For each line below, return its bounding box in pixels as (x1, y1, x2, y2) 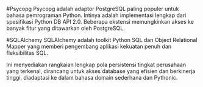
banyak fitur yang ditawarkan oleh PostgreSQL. (6, 24, 125, 32)
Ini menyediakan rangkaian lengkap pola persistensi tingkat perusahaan (6, 61, 187, 68)
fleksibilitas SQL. (6, 49, 49, 57)
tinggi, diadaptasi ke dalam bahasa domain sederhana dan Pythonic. (6, 74, 178, 81)
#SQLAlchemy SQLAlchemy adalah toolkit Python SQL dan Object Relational (6, 37, 198, 43)
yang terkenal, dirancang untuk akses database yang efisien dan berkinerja (6, 68, 196, 75)
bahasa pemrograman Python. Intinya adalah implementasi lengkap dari (6, 12, 187, 19)
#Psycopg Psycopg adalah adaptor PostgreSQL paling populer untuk (6, 5, 179, 12)
